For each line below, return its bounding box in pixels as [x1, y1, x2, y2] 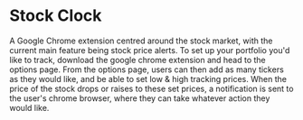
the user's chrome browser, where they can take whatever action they [9, 92, 270, 104]
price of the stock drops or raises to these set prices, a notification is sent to [9, 83, 294, 94]
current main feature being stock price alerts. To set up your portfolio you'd [9, 44, 290, 55]
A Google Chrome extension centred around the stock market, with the [9, 35, 273, 46]
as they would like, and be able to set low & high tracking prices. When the [9, 73, 288, 84]
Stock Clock [9, 5, 102, 26]
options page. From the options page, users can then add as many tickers [9, 64, 285, 75]
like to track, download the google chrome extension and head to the [9, 54, 267, 65]
